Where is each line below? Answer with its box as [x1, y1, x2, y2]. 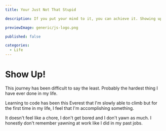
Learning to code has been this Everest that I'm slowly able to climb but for [5, 100, 158, 106]
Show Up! [5, 69, 46, 80]
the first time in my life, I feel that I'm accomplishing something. [5, 105, 134, 111]
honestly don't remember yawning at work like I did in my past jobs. [5, 120, 143, 126]
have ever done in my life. [5, 90, 58, 96]
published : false [5, 34, 41, 39]
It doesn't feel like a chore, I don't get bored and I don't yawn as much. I [5, 115, 152, 121]
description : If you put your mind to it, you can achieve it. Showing [5, 16, 156, 21]
